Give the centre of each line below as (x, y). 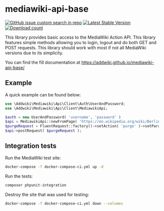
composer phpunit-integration (36, 185)
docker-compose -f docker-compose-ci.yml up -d (54, 167)
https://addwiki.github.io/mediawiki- (118, 62)
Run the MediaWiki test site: (33, 158)
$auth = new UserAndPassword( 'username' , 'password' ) (63, 117)
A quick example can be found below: (43, 94)
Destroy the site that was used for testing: (47, 194)
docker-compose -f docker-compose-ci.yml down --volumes (64, 203)
